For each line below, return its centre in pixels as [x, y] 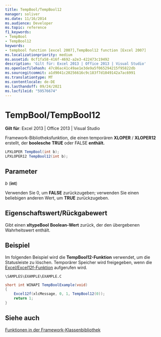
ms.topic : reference [26, 28]
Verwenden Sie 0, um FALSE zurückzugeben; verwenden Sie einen [72, 193]
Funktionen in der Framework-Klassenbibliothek [53, 330]
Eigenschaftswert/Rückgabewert [56, 213]
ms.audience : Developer [29, 23]
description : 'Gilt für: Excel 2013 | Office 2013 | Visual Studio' [76, 64]
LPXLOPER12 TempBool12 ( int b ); [37, 157]
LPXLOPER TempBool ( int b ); [32, 152]
